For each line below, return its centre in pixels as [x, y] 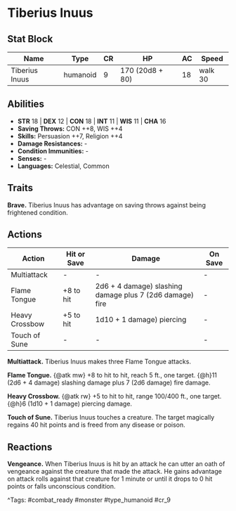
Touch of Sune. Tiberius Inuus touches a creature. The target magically [111, 418]
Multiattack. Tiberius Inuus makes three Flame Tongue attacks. [99, 362]
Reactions [30, 447]
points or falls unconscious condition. [61, 486]
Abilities [26, 104]
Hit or [76, 254]
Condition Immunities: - [53, 151]
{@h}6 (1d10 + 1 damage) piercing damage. [70, 404]
